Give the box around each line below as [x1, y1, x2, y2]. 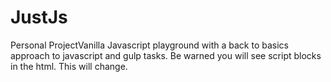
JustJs [10, 6, 68, 29]
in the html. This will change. [10, 60, 128, 72]
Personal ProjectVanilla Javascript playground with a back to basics [10, 39, 289, 51]
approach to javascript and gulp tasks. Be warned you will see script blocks [10, 49, 322, 61]
